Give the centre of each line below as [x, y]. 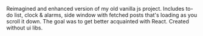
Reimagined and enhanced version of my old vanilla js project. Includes [95, 9]
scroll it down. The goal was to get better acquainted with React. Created [98, 21]
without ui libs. [25, 28]
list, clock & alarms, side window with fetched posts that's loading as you [106, 15]
